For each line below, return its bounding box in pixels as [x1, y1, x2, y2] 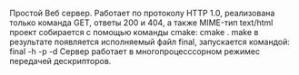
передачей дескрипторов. [9, 56, 112, 66]
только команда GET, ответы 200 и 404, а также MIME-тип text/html [9, 17, 274, 28]
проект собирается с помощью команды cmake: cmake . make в [9, 27, 259, 37]
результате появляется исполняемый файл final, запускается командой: [9, 36, 291, 47]
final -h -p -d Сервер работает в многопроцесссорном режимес [9, 46, 261, 57]
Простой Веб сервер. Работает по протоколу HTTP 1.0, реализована [9, 8, 275, 18]
